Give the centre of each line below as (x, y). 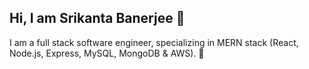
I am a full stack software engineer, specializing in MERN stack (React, (154, 42)
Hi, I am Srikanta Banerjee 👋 (97, 18)
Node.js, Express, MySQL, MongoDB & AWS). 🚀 (107, 53)
